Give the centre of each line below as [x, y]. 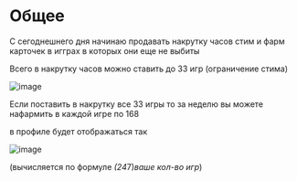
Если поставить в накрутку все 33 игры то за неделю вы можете [136, 104]
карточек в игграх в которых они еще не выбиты [105, 50]
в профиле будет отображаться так [79, 131]
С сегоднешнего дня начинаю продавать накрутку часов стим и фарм [147, 41]
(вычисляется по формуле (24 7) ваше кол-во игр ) [106, 166]
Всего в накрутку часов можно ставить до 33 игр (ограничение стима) [149, 69]
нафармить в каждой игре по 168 [74, 113]
